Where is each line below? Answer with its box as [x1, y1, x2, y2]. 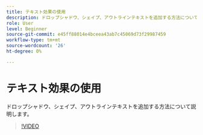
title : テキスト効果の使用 [6, 8, 66, 15]
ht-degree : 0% [6, 48, 42, 54]
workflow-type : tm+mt [6, 37, 61, 43]
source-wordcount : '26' [6, 43, 66, 49]
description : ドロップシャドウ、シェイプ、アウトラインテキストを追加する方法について [6, 15, 198, 21]
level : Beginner [6, 25, 47, 32]
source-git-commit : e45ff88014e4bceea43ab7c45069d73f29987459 [6, 31, 166, 38]
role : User [6, 20, 34, 26]
